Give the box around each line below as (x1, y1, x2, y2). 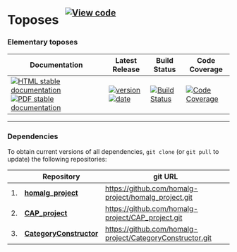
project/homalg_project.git (104, 192, 193, 202)
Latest (115, 55, 138, 65)
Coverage (189, 64, 224, 74)
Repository (42, 172, 80, 181)
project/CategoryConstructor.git (104, 233, 212, 243)
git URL (152, 172, 178, 181)
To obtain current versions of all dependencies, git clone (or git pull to (7, 147, 219, 155)
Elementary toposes (7, 37, 78, 47)
